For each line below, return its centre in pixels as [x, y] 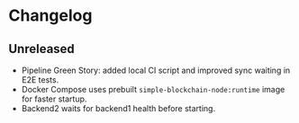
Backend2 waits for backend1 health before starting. [118, 108]
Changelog [50, 16]
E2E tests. [40, 80]
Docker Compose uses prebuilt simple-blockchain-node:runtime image [153, 89]
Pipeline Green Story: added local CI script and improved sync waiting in [156, 70]
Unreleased [42, 49]
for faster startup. [54, 99]
